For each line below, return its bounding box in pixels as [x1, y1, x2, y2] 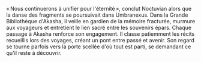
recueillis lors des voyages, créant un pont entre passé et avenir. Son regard [6, 37, 195, 44]
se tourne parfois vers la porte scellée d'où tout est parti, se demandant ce [6, 43, 191, 50]
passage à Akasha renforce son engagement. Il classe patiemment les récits [6, 30, 195, 38]
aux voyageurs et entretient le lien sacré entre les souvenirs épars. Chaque [6, 24, 192, 31]
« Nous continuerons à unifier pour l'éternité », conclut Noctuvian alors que [6, 5, 192, 12]
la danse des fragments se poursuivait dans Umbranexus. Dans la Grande [6, 11, 188, 18]
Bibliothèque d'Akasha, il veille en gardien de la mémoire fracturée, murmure [6, 18, 196, 24]
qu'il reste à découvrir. [6, 49, 62, 56]
